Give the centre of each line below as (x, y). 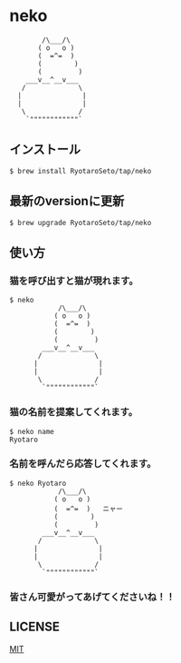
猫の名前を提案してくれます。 (74, 412)
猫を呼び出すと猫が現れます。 (74, 281)
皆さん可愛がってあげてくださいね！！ (92, 597)
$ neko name (32, 431)
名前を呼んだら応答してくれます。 (83, 464)
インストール (45, 149)
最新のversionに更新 (67, 201)
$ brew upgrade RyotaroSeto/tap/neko (81, 223)
